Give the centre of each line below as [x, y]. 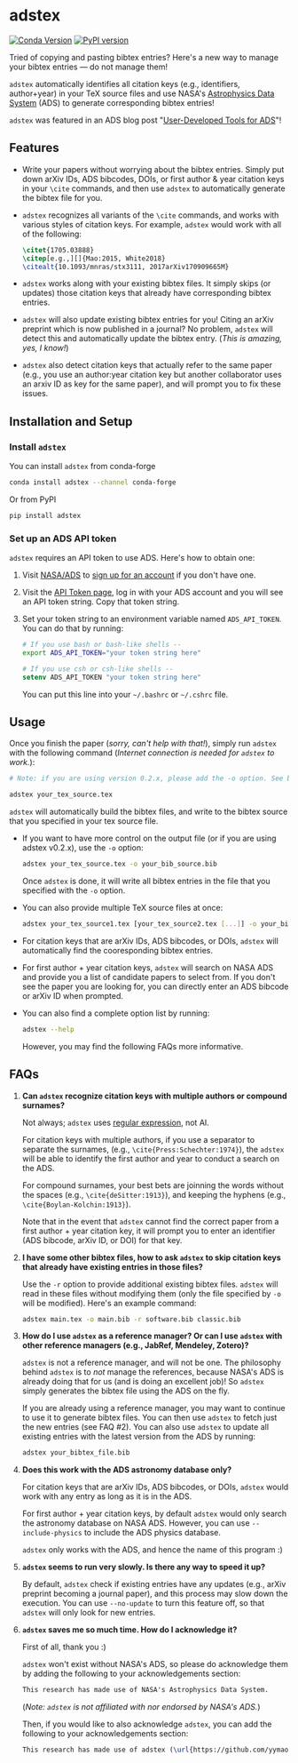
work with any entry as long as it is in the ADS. [107, 1496]
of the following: [52, 234]
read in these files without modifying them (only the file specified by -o [152, 1293]
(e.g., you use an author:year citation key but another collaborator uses [152, 375]
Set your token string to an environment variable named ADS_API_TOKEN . [152, 619]
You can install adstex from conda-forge [82, 467]
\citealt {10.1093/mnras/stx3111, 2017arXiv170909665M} [125, 267]
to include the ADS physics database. [153, 1533]
